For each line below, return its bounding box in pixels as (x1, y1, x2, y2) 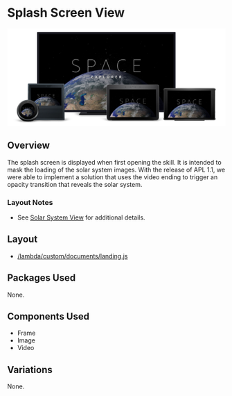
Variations (7, 363, 53, 376)
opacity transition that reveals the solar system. (7, 180, 143, 188)
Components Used (7, 311, 90, 322)
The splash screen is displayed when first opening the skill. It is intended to (7, 158, 222, 166)
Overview (7, 140, 51, 151)
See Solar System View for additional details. (17, 213, 145, 222)
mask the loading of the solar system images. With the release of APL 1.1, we (7, 165, 226, 174)
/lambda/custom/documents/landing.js (17, 251, 128, 260)
